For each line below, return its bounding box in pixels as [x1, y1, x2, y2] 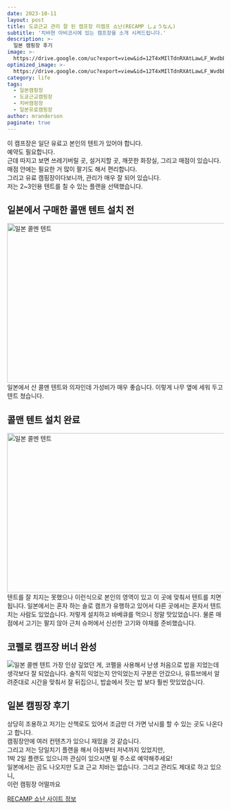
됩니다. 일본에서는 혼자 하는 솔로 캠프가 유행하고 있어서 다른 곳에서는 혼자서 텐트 [7, 601, 222, 610]
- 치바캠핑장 [13, 100, 43, 107]
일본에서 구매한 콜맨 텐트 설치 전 [7, 204, 135, 216]
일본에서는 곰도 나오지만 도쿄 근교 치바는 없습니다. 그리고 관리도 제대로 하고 [7, 763, 209, 771]
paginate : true [7, 119, 51, 126]
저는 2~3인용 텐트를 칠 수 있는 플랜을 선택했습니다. [7, 182, 143, 190]
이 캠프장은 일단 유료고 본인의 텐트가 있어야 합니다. [7, 139, 143, 147]
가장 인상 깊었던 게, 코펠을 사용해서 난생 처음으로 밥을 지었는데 [52, 660, 219, 669]
